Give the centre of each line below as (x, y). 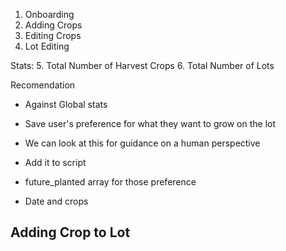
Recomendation (43, 85)
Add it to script (55, 162)
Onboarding (49, 14)
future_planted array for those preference (110, 182)
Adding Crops (53, 25)
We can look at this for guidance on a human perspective (142, 143)
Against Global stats (66, 104)
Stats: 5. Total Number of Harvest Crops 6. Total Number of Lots (142, 65)
